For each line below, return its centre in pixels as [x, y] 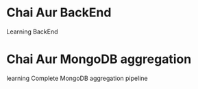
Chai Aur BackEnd [59, 13]
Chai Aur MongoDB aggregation [99, 59]
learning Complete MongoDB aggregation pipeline [77, 78]
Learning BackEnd [32, 31]
